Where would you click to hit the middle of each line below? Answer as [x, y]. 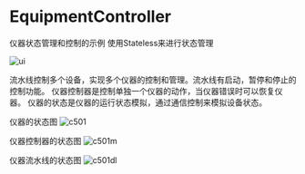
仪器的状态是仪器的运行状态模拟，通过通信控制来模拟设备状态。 [147, 102]
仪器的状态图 [33, 121]
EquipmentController [90, 17]
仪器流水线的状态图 [46, 159]
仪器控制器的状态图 [46, 140]
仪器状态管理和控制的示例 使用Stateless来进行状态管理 [112, 43]
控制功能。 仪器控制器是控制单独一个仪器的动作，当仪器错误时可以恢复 [142, 91]
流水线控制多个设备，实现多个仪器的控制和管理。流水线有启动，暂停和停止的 [153, 80]
